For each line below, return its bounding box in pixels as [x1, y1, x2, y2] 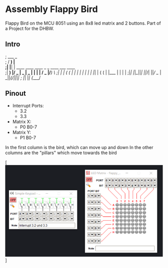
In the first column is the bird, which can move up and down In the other [5, 144, 153, 150]
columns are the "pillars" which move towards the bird [5, 150, 117, 156]
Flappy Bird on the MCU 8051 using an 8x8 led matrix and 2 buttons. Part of [5, 20, 161, 26]
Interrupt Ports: [12, 102, 44, 108]
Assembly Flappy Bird [5, 4, 98, 15]
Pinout [5, 89, 26, 98]
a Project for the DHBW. [5, 25, 54, 31]
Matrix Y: [12, 129, 31, 135]
